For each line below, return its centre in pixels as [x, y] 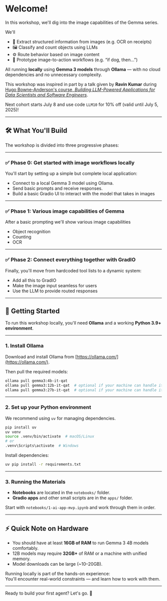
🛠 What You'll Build [36, 130]
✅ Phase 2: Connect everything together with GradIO [70, 260]
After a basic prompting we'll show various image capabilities [68, 222]
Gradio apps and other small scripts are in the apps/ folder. [73, 498]
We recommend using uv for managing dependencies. [60, 418]
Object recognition [31, 232]
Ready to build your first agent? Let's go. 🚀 [49, 593]
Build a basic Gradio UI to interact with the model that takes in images [83, 194]
